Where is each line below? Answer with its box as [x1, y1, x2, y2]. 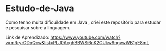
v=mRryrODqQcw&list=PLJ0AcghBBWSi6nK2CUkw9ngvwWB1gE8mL [5, 39, 149, 45]
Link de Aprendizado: [5, 34, 50, 40]
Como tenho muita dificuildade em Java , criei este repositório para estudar [5, 19, 161, 25]
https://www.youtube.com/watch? [50, 34, 121, 40]
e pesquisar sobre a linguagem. [5, 24, 71, 30]
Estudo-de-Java [5, 3, 74, 14]
